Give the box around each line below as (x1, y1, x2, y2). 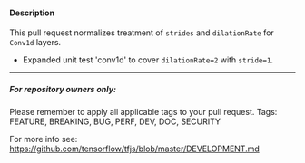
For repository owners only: (9, 83, 116, 94)
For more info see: (9, 134, 78, 145)
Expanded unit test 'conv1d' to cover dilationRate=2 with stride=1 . (22, 54, 274, 65)
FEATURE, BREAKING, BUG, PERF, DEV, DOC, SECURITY (9, 116, 221, 127)
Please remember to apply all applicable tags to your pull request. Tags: (9, 107, 278, 118)
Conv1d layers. (9, 37, 62, 48)
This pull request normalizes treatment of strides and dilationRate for (9, 27, 274, 38)
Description (9, 7, 55, 18)
